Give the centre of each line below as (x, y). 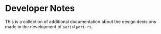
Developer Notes (40, 8)
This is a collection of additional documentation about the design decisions (81, 22)
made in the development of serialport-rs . (49, 26)
